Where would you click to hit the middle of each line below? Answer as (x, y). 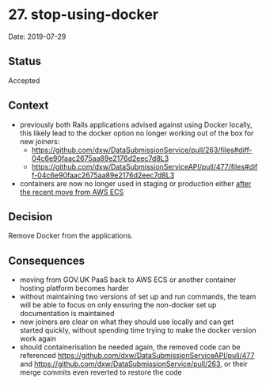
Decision (30, 217)
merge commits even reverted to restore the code (101, 372)
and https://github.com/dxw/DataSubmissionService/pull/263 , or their (133, 364)
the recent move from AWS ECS (72, 192)
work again (38, 339)
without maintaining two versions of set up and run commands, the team (138, 297)
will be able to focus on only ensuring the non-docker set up (118, 305)
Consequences (47, 260)
